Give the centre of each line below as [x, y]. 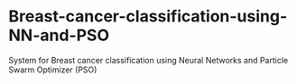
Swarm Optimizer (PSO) [53, 70]
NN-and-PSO [59, 35]
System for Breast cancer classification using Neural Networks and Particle [148, 60]
